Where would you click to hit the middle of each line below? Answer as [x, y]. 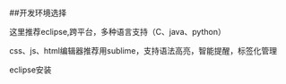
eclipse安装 [30, 70]
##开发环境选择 [38, 13]
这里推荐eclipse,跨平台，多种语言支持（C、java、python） [117, 32]
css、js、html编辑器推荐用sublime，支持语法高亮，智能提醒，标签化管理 [143, 51]
